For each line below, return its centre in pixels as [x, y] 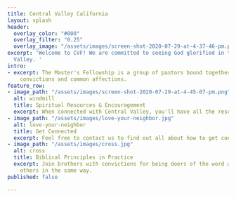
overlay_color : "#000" [47, 33]
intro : [17, 66]
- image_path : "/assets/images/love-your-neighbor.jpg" [91, 118]
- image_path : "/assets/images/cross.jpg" [70, 145]
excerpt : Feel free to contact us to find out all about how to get [116, 138]
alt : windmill [34, 99]
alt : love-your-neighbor [50, 125]
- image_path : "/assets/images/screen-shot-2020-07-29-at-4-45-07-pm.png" [119, 92]
